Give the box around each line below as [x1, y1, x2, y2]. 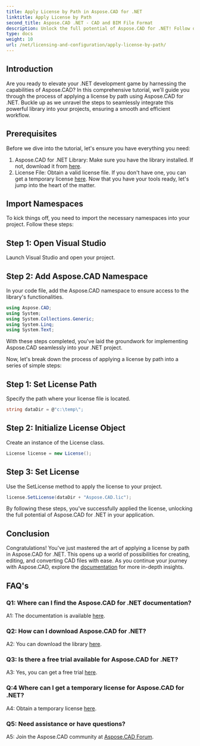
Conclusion [6, 529, 50, 539]
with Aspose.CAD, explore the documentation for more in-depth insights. [6, 564, 185, 571]
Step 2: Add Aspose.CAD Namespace [6, 271, 148, 281]
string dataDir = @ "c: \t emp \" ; [6, 406, 84, 413]
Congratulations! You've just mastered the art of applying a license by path [6, 545, 190, 552]
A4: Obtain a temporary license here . [6, 704, 97, 712]
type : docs [6, 31, 33, 37]
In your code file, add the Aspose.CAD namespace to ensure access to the [6, 287, 189, 294]
